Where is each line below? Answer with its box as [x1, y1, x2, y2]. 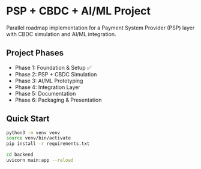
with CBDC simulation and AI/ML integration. [6, 30, 116, 37]
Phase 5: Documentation [14, 90, 76, 97]
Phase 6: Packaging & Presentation [14, 96, 102, 103]
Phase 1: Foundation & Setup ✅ [14, 64, 92, 71]
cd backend [6, 152, 34, 158]
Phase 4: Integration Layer [14, 83, 80, 91]
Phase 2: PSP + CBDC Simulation [14, 70, 97, 78]
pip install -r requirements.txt [6, 141, 90, 147]
